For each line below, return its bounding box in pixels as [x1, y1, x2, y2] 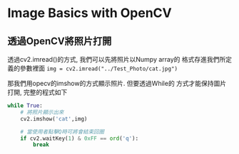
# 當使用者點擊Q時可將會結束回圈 [20, 128, 105, 136]
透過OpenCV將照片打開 [7, 35, 112, 47]
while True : [7, 102, 43, 109]
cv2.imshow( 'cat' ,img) [20, 115, 88, 122]
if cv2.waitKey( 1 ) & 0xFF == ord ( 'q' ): [20, 135, 139, 142]
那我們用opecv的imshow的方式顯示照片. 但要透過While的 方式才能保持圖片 [7, 79, 227, 87]
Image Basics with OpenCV [7, 5, 173, 21]
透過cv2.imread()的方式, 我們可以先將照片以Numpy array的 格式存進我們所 [7, 55, 226, 63]
